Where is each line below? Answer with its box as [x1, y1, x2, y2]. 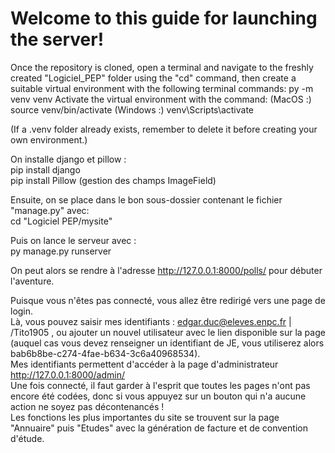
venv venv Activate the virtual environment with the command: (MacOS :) [10, 93, 312, 105]
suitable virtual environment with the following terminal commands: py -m [10, 82, 314, 94]
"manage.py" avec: [10, 204, 90, 216]
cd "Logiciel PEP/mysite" [10, 215, 113, 227]
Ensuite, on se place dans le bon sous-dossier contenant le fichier [10, 193, 283, 206]
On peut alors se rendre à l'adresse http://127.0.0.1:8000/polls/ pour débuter [10, 264, 323, 276]
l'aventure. [10, 275, 55, 287]
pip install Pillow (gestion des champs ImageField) [10, 174, 217, 186]
